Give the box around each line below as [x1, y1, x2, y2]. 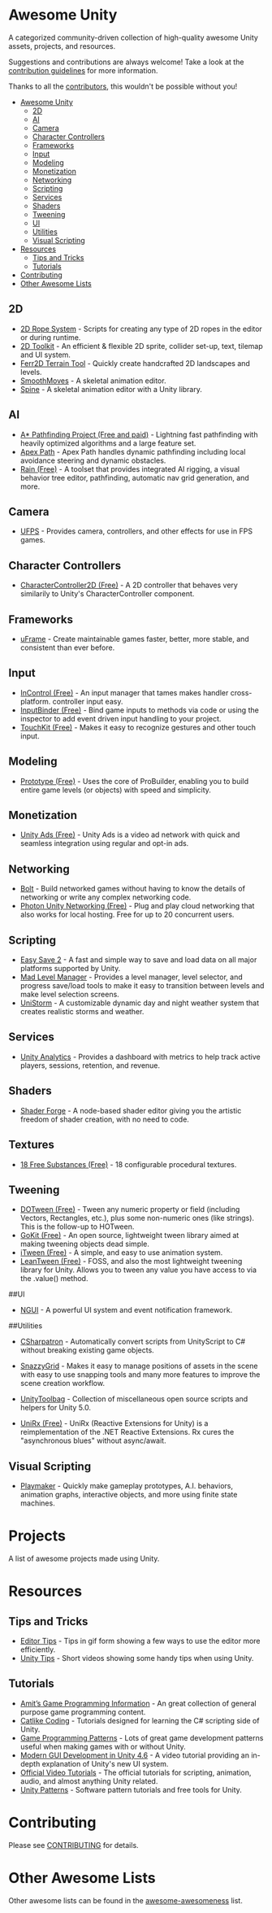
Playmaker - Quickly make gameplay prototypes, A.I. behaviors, [19, 1481, 234, 1491]
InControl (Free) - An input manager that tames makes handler [19, 687, 229, 697]
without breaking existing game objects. [19, 1345, 154, 1355]
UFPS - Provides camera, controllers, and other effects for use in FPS [19, 526, 253, 536]
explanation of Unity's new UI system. [41, 1758, 169, 1768]
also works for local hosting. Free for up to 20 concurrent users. [19, 909, 235, 920]
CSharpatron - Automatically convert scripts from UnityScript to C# [19, 1336, 246, 1347]
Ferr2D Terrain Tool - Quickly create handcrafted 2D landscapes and [19, 358, 250, 368]
